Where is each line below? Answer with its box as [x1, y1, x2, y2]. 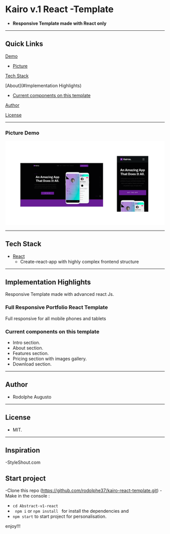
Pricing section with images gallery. [12, 355, 87, 362]
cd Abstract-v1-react [12, 504, 58, 509]
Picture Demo [5, 129, 39, 136]
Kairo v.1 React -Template [5, 4, 114, 15]
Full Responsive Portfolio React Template [5, 304, 108, 311]
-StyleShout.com [5, 459, 40, 466]
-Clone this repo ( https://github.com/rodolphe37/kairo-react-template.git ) [5, 487, 159, 494]
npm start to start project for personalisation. [12, 513, 107, 519]
